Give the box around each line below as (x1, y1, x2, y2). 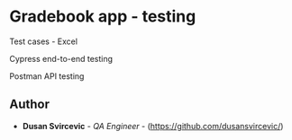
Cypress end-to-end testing (9, 53, 114, 64)
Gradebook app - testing (9, 6, 196, 27)
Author (9, 97, 50, 112)
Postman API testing (9, 70, 85, 82)
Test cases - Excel (9, 36, 78, 47)
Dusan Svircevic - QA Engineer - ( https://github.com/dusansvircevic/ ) (22, 120, 284, 131)
